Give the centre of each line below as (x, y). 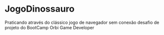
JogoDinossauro (40, 9)
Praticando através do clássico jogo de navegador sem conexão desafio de (82, 22)
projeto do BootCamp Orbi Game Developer (49, 27)
